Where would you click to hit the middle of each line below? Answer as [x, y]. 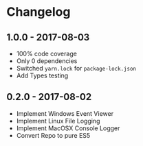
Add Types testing [42, 75]
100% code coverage [46, 53]
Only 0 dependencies [47, 61]
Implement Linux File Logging [58, 121]
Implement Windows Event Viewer [65, 113]
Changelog [38, 12]
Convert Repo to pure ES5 [53, 135]
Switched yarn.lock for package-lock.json [76, 68]
